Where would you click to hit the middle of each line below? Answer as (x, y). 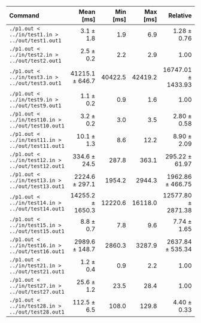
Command (25, 16)
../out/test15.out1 (37, 231)
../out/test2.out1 (35, 61)
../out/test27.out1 (37, 292)
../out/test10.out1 (37, 126)
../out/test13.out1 (37, 186)
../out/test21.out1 (37, 272)
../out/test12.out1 (37, 166)
